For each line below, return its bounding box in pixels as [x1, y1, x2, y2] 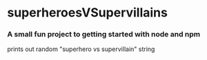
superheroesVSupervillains [7, 5, 168, 21]
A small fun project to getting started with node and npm [7, 30, 201, 39]
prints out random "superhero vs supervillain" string [7, 45, 155, 53]
